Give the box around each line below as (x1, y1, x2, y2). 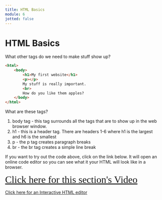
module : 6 (5, 12, 25, 17)
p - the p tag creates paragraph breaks (12, 139, 91, 145)
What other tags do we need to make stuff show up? (5, 54, 111, 59)
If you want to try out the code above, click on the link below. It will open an (5, 154, 158, 160)
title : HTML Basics (5, 7, 45, 12)
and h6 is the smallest (12, 134, 57, 140)
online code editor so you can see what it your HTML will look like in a (5, 159, 146, 165)
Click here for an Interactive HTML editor (5, 190, 88, 196)
